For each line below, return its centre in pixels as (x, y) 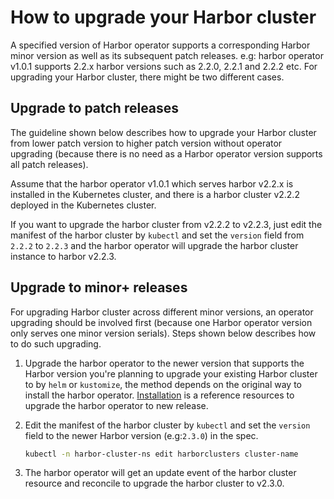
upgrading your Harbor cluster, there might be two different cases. (147, 77)
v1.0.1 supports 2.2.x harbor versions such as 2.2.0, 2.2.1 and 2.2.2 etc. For (164, 66)
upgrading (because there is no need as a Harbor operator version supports (166, 153)
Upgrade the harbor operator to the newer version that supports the (164, 363)
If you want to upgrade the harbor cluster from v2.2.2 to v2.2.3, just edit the (166, 224)
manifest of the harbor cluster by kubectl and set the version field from (157, 235)
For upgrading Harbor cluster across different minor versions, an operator (162, 312)
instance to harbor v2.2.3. (63, 256)
